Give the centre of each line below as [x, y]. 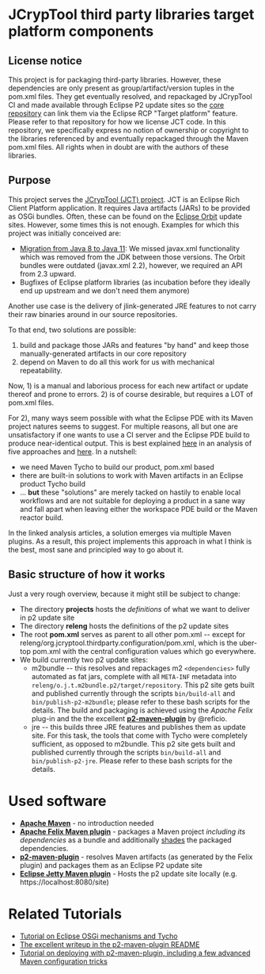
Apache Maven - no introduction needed [87, 823]
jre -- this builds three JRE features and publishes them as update [139, 727]
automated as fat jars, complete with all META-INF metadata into [134, 676]
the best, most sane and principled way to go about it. [96, 549]
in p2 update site [47, 617]
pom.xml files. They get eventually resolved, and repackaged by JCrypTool [130, 96]
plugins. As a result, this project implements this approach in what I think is [130, 541]
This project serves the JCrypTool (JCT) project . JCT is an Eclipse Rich [124, 199]
